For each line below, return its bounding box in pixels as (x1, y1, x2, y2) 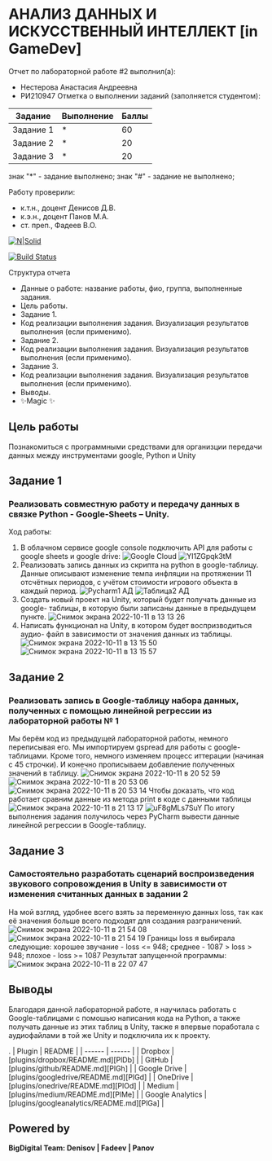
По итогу (204, 803, 235, 813)
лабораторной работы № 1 (8, 715, 120, 726)
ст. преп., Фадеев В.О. (20, 220, 98, 230)
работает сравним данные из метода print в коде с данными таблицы (8, 794, 252, 804)
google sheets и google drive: (20, 552, 121, 561)
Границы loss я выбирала (147, 933, 235, 943)
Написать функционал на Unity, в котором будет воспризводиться (20, 621, 252, 631)
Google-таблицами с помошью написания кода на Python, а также (8, 1013, 241, 1022)
